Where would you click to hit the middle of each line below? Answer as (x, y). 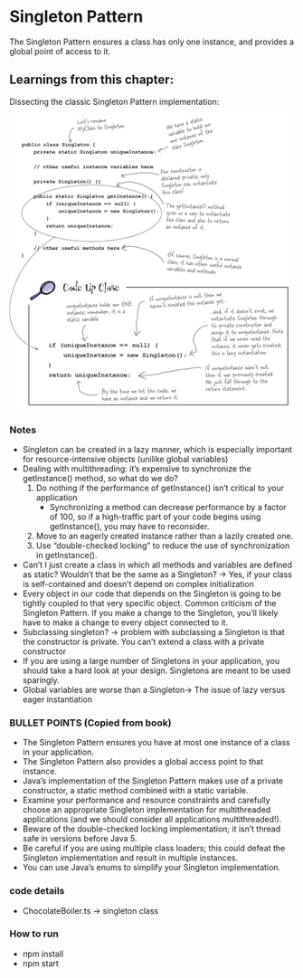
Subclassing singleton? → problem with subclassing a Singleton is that (153, 631)
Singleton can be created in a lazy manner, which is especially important (157, 449)
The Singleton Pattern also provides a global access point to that (143, 762)
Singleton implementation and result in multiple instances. (130, 858)
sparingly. (41, 679)
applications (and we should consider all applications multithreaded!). (152, 820)
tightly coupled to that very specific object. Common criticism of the (149, 603)
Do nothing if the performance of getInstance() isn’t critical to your (160, 488)
